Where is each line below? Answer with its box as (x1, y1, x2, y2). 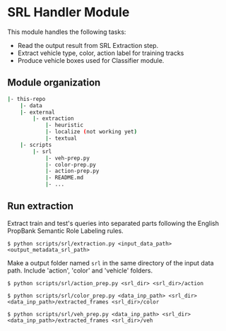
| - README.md (44, 174, 83, 181)
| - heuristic (44, 121, 83, 129)
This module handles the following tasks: (7, 28, 126, 36)
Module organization (7, 77, 101, 89)
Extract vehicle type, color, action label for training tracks (17, 49, 184, 57)
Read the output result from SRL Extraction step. (17, 41, 159, 49)
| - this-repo (7, 95, 46, 102)
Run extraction (7, 200, 74, 212)
